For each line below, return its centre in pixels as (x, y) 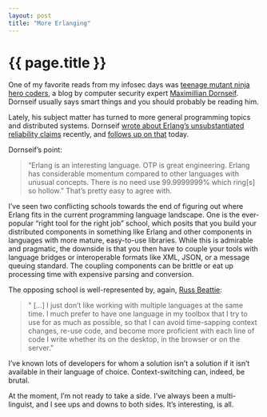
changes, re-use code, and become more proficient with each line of (141, 331)
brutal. (19, 380)
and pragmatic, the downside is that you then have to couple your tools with (133, 249)
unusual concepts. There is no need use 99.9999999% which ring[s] (141, 182)
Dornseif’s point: (35, 150)
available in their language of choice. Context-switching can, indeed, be (127, 372)
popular (21, 223)
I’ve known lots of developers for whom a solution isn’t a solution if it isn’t (129, 363)
